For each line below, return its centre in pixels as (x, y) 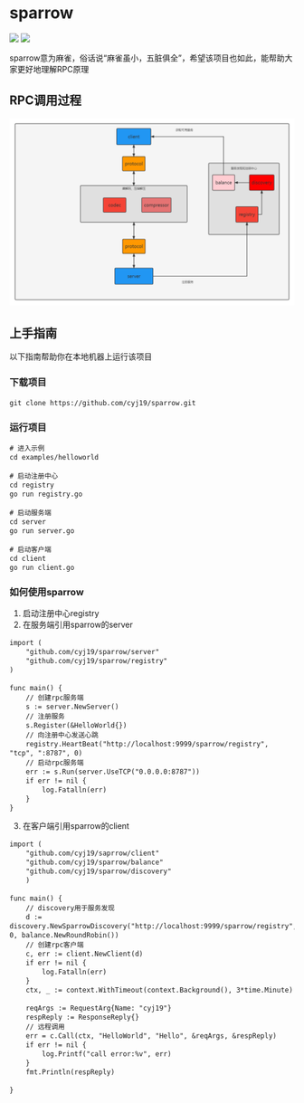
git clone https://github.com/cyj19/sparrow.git (103, 403)
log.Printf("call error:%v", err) (107, 1054)
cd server (28, 522)
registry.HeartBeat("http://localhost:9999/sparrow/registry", (147, 745)
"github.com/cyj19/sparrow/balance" (95, 862)
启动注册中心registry (61, 613)
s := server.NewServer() (72, 707)
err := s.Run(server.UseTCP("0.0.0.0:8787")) (113, 772)
